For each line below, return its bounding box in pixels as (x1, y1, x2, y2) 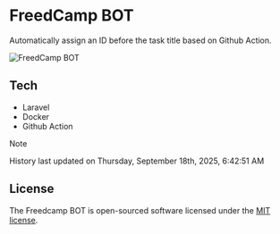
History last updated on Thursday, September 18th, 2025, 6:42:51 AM (9, 155, 265, 166)
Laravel (21, 102, 50, 113)
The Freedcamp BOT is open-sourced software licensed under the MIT (9, 205, 271, 215)
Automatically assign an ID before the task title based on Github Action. (9, 35, 272, 46)
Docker (21, 111, 50, 121)
